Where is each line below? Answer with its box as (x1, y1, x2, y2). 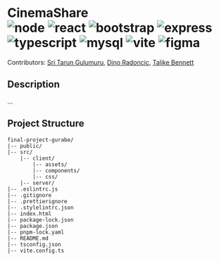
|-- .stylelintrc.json (7, 204, 74, 211)
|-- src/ (7, 148, 33, 155)
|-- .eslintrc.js (7, 185, 58, 193)
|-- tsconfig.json (7, 241, 61, 248)
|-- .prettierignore (7, 198, 68, 205)
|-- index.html (7, 210, 52, 217)
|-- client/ (20, 155, 55, 162)
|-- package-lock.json (7, 216, 74, 223)
